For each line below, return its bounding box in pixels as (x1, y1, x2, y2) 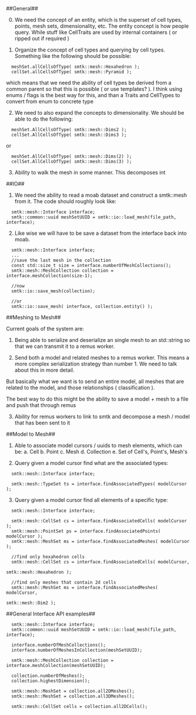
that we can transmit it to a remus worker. (14, 343, 115, 350)
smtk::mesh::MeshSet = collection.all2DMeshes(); (11, 688, 135, 694)
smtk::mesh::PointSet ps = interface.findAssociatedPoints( (11, 528, 161, 534)
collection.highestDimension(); (11, 678, 91, 684)
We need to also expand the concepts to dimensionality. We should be (14, 110, 184, 116)
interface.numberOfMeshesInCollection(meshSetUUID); (11, 647, 143, 653)
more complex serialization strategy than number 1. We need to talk (14, 360, 177, 367)
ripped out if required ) (14, 35, 70, 42)
